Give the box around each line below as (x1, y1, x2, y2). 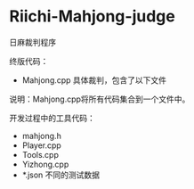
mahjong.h (21, 130, 62, 141)
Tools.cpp (21, 149, 60, 160)
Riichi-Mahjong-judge (9, 6, 175, 27)
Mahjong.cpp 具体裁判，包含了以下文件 (21, 74, 167, 86)
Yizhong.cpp (21, 159, 69, 169)
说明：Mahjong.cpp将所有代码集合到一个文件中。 (9, 94, 190, 104)
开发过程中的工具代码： (9, 112, 95, 123)
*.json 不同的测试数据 (21, 169, 101, 180)
